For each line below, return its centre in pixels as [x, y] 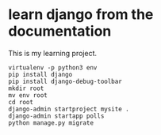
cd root [21, 102]
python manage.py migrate [51, 123]
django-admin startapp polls [56, 116]
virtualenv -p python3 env [53, 67]
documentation [60, 31]
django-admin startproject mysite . [69, 109]
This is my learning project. [53, 53]
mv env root [28, 95]
